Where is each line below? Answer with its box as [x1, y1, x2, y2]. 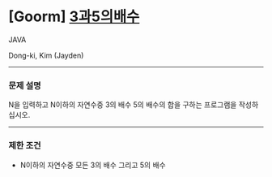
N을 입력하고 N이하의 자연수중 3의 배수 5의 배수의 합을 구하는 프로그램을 [8, 100, 237, 110]
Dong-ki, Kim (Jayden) [8, 50, 84, 60]
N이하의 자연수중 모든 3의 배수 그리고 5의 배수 [19, 160, 166, 170]
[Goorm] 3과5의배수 [8, 7, 140, 26]
